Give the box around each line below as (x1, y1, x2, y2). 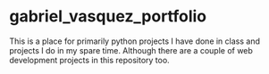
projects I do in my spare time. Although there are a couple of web (9, 45, 253, 55)
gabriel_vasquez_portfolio (9, 6, 207, 27)
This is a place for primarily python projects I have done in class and (9, 36, 261, 46)
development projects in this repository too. (9, 54, 170, 65)
